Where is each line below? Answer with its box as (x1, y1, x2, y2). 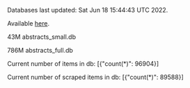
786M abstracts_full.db (7, 46, 73, 54)
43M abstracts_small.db (7, 33, 77, 41)
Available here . (7, 19, 50, 27)
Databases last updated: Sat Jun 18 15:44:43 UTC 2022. (7, 6, 168, 14)
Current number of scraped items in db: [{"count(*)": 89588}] (7, 73, 184, 81)
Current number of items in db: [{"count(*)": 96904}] (7, 60, 159, 68)
